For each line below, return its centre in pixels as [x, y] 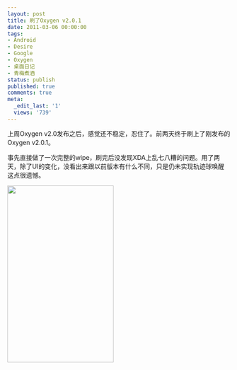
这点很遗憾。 [26, 175]
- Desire [20, 47]
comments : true [30, 93]
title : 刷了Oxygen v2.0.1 [44, 21]
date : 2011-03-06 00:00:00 [47, 27]
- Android [22, 40]
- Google [20, 54]
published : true [31, 86]
